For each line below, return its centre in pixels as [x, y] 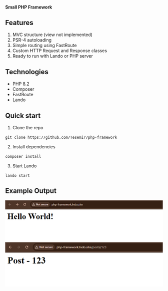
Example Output [31, 191]
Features [19, 23]
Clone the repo [28, 128]
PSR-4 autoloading [32, 40]
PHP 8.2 [21, 84]
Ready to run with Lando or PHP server [53, 56]
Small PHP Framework [29, 7]
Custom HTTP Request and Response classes [60, 51]
